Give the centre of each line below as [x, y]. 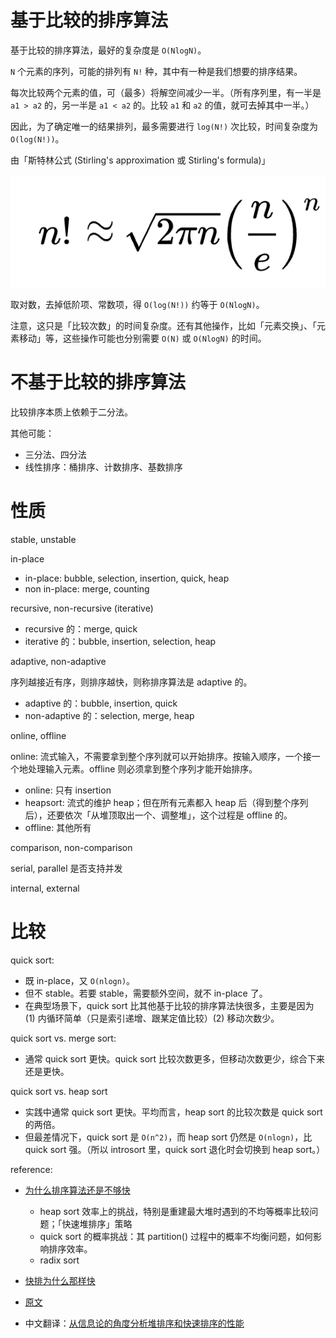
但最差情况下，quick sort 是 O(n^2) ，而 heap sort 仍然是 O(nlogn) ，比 [168, 1137]
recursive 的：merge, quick [81, 629]
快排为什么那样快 [60, 1280]
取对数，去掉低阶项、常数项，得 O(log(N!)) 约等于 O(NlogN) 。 [137, 305]
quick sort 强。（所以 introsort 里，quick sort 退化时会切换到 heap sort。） [175, 1149]
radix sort [59, 1260]
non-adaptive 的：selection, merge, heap [109, 716]
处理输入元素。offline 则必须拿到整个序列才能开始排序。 [142, 769]
